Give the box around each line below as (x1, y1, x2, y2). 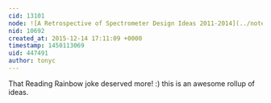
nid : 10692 (8, 27, 45, 35)
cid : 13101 (8, 11, 45, 20)
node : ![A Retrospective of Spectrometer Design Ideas (8, 19, 197, 27)
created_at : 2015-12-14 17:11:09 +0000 (8, 34, 143, 43)
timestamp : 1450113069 (8, 42, 85, 50)
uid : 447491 (8, 49, 48, 57)
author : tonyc (8, 57, 56, 65)
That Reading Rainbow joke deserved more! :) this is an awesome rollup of (8, 78, 256, 89)
